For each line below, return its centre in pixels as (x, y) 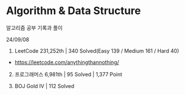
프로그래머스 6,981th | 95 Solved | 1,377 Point (68, 74)
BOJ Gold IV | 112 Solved (44, 86)
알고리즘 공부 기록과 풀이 (34, 28)
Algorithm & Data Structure (73, 11)
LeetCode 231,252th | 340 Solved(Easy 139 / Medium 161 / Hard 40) (97, 50)
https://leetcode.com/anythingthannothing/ (67, 62)
